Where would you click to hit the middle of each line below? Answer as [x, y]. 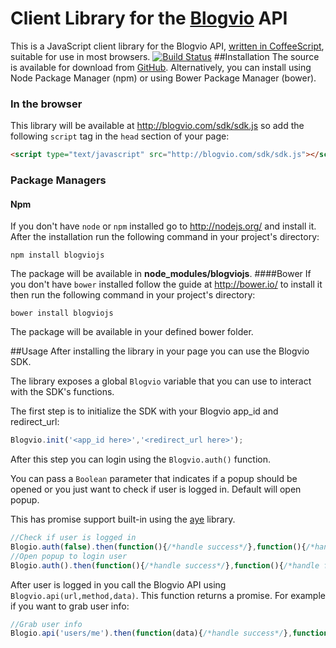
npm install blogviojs [57, 255]
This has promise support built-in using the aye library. [123, 519]
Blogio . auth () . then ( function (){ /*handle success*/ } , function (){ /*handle [165, 565]
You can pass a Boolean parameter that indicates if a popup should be [154, 479]
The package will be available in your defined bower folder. [132, 332]
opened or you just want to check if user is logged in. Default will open [156, 489]
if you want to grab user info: [70, 606]
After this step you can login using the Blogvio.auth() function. [141, 459]
